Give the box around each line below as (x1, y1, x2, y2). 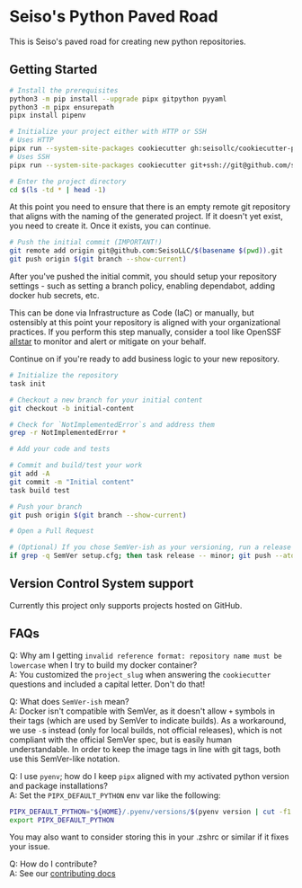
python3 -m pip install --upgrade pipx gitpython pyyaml (9, 94, 227, 103)
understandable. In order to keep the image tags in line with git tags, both (9, 743, 281, 754)
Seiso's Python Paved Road (9, 6, 218, 27)
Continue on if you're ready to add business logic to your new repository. (9, 353, 280, 364)
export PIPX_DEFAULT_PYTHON (9, 815, 115, 824)
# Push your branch (9, 502, 83, 511)
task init (9, 379, 47, 388)
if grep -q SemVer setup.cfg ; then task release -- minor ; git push (9, 551, 271, 561)
